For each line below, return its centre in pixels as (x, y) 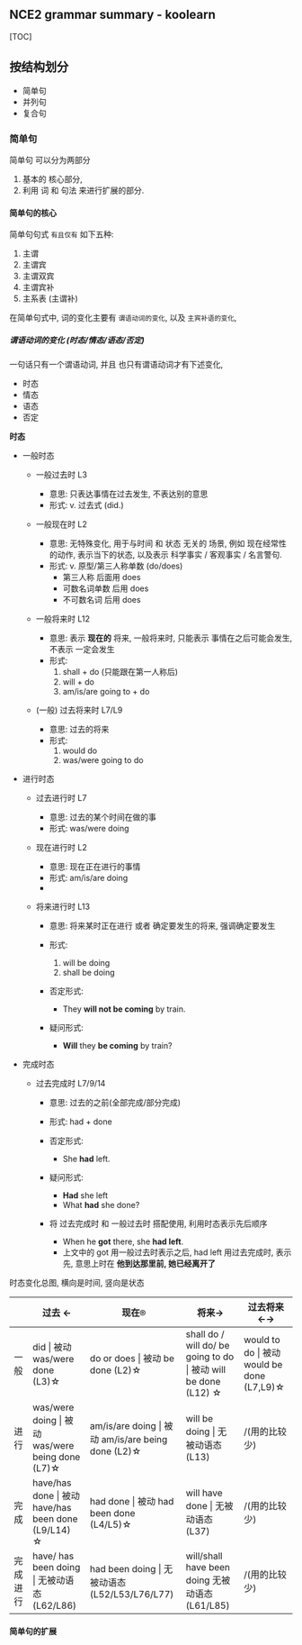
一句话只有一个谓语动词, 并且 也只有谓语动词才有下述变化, (116, 365)
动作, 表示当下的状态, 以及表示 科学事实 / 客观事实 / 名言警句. (170, 555)
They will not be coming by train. (124, 1009)
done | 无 (205, 1506)
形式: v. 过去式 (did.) (86, 505)
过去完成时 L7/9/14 (71, 1084)
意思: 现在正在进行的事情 (95, 867)
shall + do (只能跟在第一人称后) (120, 672)
